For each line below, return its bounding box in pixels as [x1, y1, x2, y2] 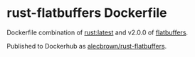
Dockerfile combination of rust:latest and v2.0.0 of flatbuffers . [6, 28, 189, 37]
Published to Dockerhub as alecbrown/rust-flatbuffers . [6, 42, 167, 50]
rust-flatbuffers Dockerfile [6, 5, 168, 21]
